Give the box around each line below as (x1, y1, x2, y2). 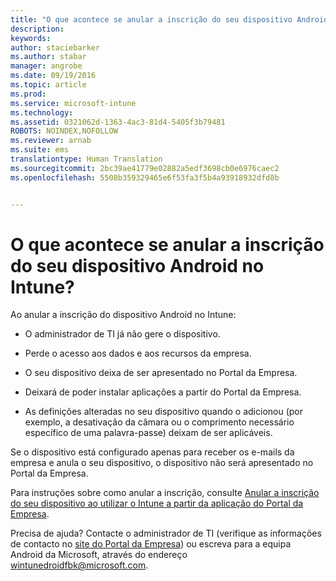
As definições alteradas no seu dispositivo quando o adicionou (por (24, 406, 304, 418)
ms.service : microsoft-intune (10, 98, 137, 108)
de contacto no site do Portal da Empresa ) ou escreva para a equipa (10, 538, 292, 550)
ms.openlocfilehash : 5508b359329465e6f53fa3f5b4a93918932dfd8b (10, 172, 280, 183)
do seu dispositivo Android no (10, 254, 265, 277)
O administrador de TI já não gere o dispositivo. (24, 328, 221, 340)
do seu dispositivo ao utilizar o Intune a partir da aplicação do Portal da (10, 497, 304, 510)
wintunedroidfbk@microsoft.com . (10, 559, 149, 571)
